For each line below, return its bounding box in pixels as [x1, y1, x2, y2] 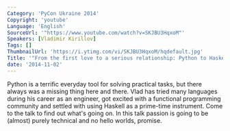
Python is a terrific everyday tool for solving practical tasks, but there [7, 80, 202, 88]
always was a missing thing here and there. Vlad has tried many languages [7, 87, 218, 95]
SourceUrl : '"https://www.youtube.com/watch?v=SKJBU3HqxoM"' [7, 29, 186, 36]
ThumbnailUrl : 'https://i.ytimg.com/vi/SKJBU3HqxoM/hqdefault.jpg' [7, 49, 204, 56]
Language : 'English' [7, 23, 66, 29]
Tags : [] [7, 42, 32, 49]
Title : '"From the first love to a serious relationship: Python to [7, 55, 207, 62]
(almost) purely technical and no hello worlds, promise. [7, 116, 162, 124]
